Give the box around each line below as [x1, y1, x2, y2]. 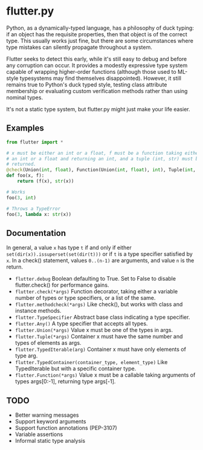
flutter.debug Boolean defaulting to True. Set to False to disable [14, 275, 176, 282]
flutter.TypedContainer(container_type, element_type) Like [14, 359, 168, 366]
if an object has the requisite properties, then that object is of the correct [6, 30, 187, 37]
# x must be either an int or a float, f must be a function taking [6, 150, 182, 156]
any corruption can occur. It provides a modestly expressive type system [6, 62, 188, 69]
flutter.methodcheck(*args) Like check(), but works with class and [14, 301, 183, 308]
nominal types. [6, 94, 43, 101]
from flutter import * [6, 139, 63, 145]
